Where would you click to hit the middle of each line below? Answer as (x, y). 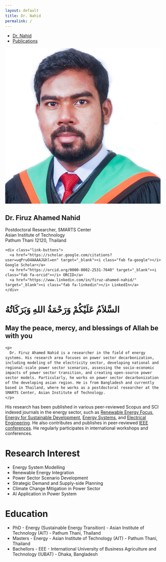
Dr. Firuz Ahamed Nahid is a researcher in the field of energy (78, 353)
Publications (25, 41)
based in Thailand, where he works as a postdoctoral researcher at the (82, 388)
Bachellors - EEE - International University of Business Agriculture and (84, 549)
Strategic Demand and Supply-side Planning (58, 483)
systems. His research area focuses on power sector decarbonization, (80, 358)
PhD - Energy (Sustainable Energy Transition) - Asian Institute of (78, 528)
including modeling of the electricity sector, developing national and (82, 363)
